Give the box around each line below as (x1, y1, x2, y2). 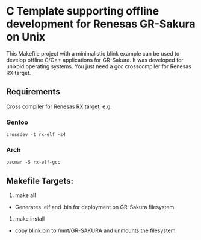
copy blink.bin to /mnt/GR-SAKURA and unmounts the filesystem (14, 227, 176, 234)
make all (14, 192, 36, 199)
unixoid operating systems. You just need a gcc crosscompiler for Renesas (6, 62, 191, 70)
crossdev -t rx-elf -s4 (6, 132, 66, 138)
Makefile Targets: (6, 175, 74, 186)
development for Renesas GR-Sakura (6, 17, 196, 31)
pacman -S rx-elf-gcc (6, 159, 61, 166)
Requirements (6, 86, 60, 97)
